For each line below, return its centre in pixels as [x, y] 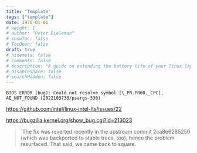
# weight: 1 [21, 28]
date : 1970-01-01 [27, 22]
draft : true [21, 50]
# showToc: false [27, 39]
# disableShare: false [34, 72]
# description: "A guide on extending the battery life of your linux [94, 66]
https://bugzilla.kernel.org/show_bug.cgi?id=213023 [69, 120]
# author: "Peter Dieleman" [40, 33]
